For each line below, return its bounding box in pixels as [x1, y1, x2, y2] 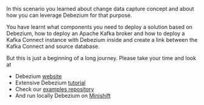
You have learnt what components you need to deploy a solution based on [6, 24, 193, 30]
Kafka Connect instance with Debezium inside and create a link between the [6, 36, 198, 43]
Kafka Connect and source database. [6, 42, 100, 50]
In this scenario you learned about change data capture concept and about [6, 5, 194, 12]
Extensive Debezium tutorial [15, 79, 86, 86]
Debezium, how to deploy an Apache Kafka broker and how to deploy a [6, 30, 185, 37]
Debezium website [15, 73, 62, 80]
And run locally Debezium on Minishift [15, 92, 111, 99]
